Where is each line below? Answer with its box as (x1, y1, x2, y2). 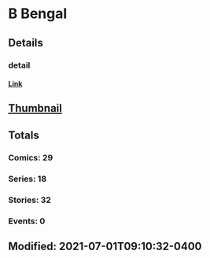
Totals (8, 128, 39, 142)
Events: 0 (8, 216, 46, 227)
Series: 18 (8, 173, 47, 184)
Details (8, 36, 43, 50)
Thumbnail (8, 101, 63, 115)
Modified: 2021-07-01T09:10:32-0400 (8, 239, 202, 252)
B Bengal (8, 5, 68, 23)
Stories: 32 (8, 194, 51, 205)
